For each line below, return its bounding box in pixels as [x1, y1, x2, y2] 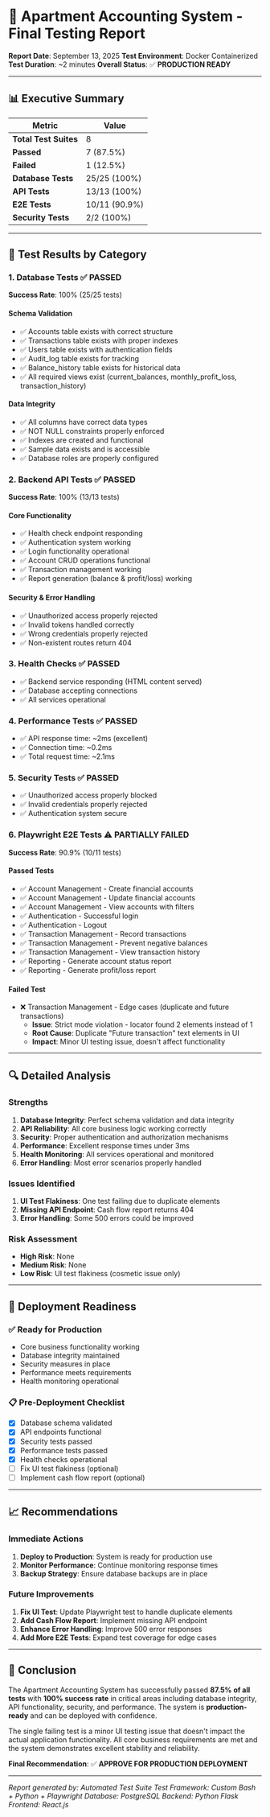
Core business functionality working [19, 1342, 141, 1352]
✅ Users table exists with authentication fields [19, 344, 173, 354]
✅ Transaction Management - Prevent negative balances [19, 937, 208, 948]
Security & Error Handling [8, 592, 96, 602]
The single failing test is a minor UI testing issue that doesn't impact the [8, 1726, 245, 1736]
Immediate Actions [8, 1533, 84, 1544]
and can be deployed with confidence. [30, 1710, 157, 1720]
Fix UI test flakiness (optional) [19, 1464, 119, 1473]
